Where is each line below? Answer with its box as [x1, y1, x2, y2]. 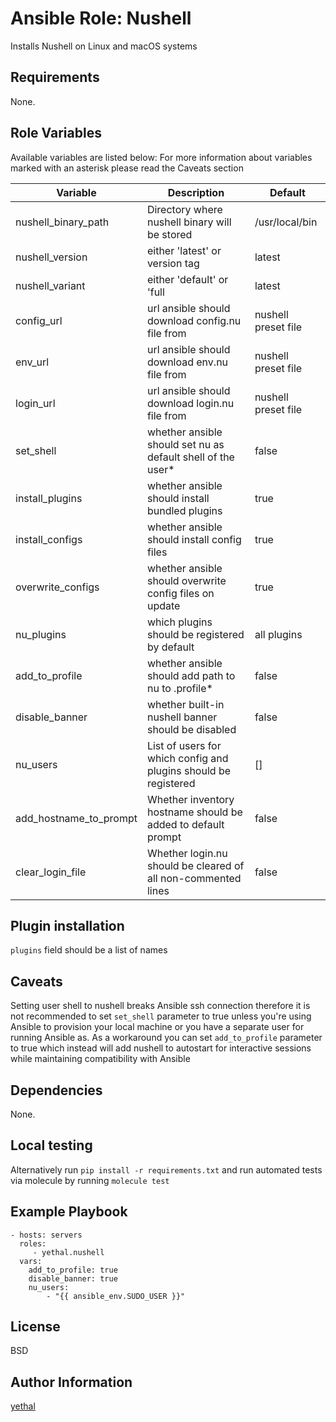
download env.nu [146, 355, 229, 369]
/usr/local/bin [254, 215, 318, 229]
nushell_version [15, 250, 88, 264]
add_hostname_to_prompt [15, 811, 138, 825]
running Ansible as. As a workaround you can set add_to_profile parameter [10, 1032, 323, 1044]
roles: [19, 1238, 47, 1249]
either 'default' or [146, 272, 229, 286]
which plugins [146, 615, 213, 629]
